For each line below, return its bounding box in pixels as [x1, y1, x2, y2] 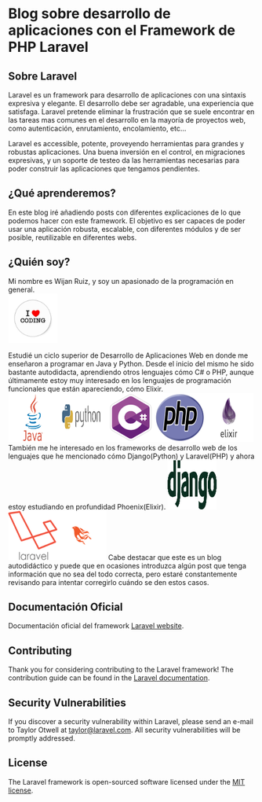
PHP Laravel [8, 39, 89, 56]
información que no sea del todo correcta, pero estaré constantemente [8, 569, 238, 579]
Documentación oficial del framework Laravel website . [8, 621, 184, 631]
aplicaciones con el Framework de [8, 21, 235, 39]
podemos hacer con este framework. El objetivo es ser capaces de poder [8, 215, 246, 225]
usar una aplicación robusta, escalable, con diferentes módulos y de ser [8, 224, 242, 234]
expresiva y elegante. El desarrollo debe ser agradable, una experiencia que [8, 99, 254, 108]
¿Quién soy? [8, 256, 71, 269]
